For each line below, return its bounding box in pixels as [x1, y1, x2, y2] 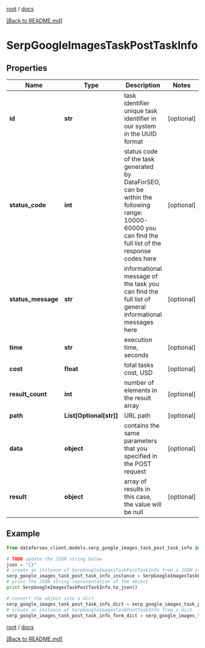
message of [124, 272, 158, 281]
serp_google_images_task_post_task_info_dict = [6, 601, 130, 607]
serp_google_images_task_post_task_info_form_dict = [6, 612, 143, 619]
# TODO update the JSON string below [6, 556, 103, 562]
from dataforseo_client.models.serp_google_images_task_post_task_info [6, 544, 192, 551]
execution [124, 336, 153, 344]
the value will [124, 500, 162, 508]
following [124, 201, 151, 209]
